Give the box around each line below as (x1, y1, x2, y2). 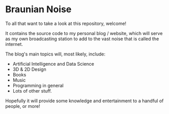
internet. (5, 41, 23, 47)
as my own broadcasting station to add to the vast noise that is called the (5, 36, 159, 42)
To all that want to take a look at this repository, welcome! (5, 20, 127, 26)
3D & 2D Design (12, 66, 46, 72)
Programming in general (12, 82, 64, 89)
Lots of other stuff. (12, 88, 52, 94)
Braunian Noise (5, 4, 72, 15)
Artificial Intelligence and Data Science (12, 61, 94, 67)
